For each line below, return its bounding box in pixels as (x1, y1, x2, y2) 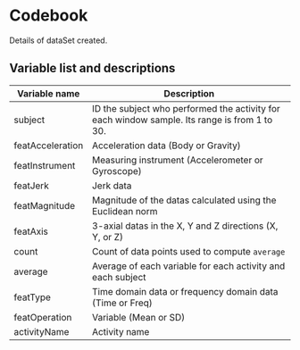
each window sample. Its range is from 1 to (92, 113, 273, 126)
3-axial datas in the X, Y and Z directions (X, (92, 220, 279, 232)
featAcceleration (13, 139, 84, 152)
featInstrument (13, 159, 76, 171)
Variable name (17, 87, 80, 99)
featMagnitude (13, 199, 76, 212)
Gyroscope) (92, 164, 143, 177)
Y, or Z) (92, 230, 123, 243)
